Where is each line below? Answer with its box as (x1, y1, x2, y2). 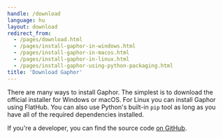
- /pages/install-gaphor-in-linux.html (13, 56, 130, 63)
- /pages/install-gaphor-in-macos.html (13, 50, 130, 57)
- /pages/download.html (13, 36, 82, 43)
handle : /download (7, 10, 61, 17)
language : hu (7, 17, 45, 24)
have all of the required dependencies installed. (7, 110, 145, 119)
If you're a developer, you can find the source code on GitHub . (7, 124, 187, 132)
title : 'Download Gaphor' (7, 68, 82, 75)
